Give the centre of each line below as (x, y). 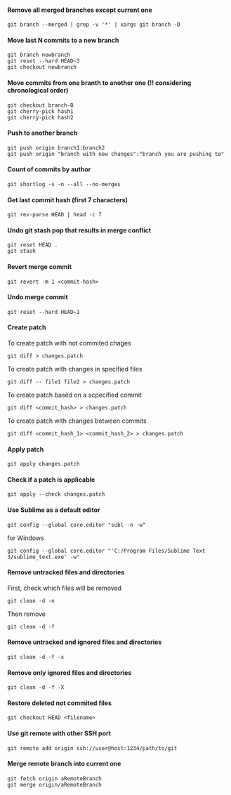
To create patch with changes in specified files (75, 369)
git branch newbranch (39, 55)
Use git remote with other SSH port (59, 733)
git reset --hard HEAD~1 (44, 312)
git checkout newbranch (42, 67)
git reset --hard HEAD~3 (44, 61)
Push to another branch (42, 133)
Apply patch (26, 449)
